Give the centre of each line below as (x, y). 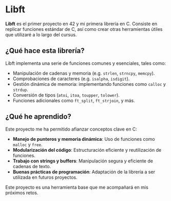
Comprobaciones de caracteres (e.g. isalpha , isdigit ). (71, 79)
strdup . (20, 89)
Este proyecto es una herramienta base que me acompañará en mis (77, 187)
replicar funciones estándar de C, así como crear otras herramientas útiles (84, 29)
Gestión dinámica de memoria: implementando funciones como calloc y (89, 84)
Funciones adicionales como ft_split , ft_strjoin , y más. (74, 100)
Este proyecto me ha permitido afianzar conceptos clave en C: (71, 129)
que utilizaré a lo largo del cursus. (41, 34)
